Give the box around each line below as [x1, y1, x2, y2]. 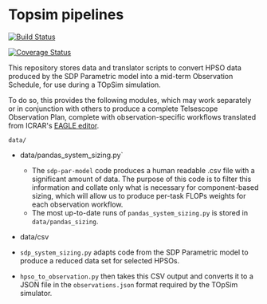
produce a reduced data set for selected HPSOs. [19, 255, 180, 265]
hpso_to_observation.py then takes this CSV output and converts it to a [19, 271, 253, 281]
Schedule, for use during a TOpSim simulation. [8, 80, 161, 89]
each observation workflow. [31, 199, 124, 209]
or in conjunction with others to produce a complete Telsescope [8, 104, 218, 113]
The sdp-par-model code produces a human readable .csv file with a [31, 165, 255, 175]
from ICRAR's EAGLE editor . [8, 120, 100, 130]
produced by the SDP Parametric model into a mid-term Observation [8, 71, 234, 81]
